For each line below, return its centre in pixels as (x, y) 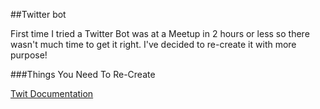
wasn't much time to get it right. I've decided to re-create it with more (153, 44)
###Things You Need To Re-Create (83, 74)
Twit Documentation (52, 93)
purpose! (29, 55)
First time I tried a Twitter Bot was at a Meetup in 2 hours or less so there (160, 33)
